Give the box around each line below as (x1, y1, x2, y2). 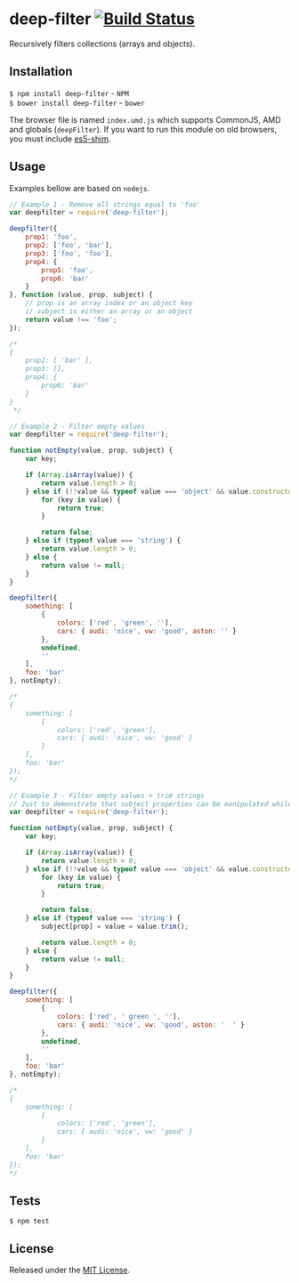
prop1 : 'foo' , (25, 232, 77, 242)
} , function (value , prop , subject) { (9, 290, 153, 300)
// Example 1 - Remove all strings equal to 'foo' (9, 200, 201, 209)
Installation (9, 64, 73, 79)
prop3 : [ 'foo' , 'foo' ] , (25, 249, 114, 258)
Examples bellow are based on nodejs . (9, 182, 149, 193)
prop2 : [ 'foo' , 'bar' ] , (25, 241, 114, 250)
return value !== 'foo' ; (25, 315, 117, 324)
